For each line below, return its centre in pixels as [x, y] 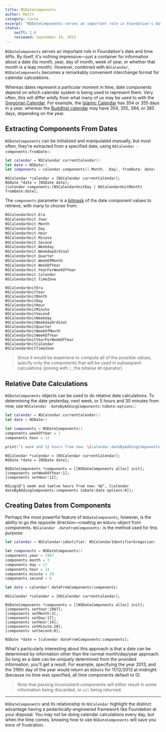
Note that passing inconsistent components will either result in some [87, 685]
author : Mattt [20, 14]
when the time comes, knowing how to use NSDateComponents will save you [81, 720]
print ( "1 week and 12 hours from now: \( [48, 447]
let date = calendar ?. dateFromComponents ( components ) [62, 588]
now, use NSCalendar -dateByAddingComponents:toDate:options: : [71, 406]
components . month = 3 [27, 560]
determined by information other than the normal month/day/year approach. [82, 654]
